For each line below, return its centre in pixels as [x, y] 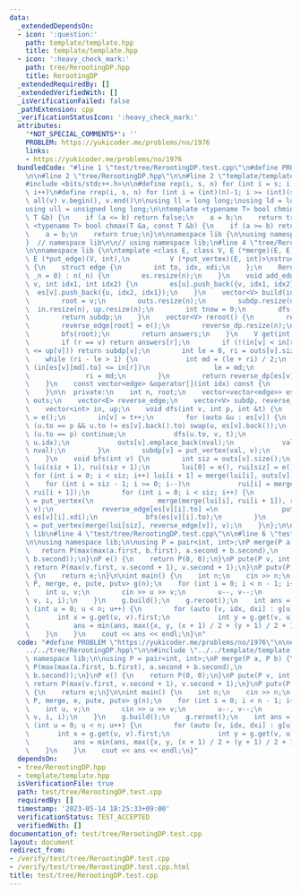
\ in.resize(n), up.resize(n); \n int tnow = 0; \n [136, 309]
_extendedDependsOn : [56, 26]
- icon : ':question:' [58, 34]
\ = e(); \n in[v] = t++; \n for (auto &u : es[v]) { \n [156, 417]
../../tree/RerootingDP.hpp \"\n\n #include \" [112, 650]
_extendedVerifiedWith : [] [68, 92]
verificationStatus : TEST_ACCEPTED [84, 817]
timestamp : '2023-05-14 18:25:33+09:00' [94, 809]
